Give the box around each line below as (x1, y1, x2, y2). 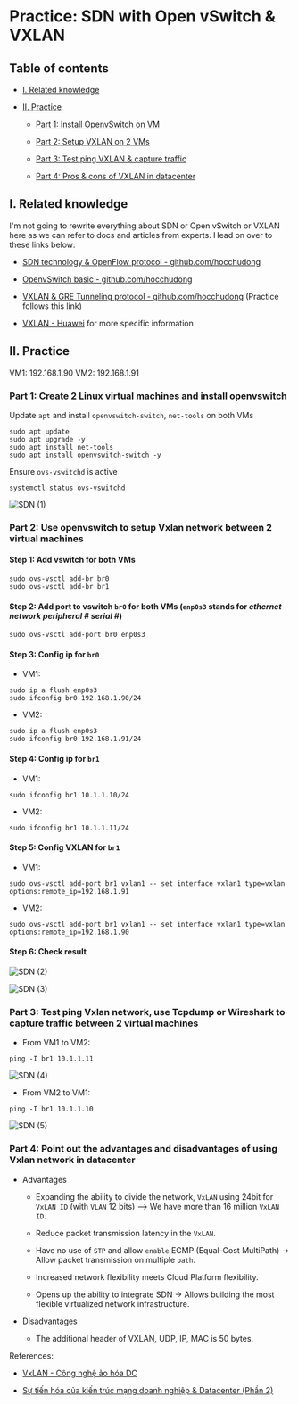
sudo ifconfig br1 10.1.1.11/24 (9, 823, 129, 832)
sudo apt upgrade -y (9, 434, 87, 443)
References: (9, 1350, 54, 1361)
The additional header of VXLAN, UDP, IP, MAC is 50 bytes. (35, 1333, 254, 1343)
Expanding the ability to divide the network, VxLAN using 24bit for (35, 1191, 274, 1202)
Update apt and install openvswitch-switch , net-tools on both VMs (9, 409, 254, 420)
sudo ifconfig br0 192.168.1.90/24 (9, 694, 142, 703)
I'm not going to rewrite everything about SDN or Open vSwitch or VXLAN (9, 220, 281, 231)
